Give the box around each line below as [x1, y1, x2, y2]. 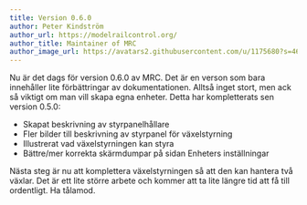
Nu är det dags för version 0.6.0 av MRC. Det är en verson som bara [9, 72, 266, 83]
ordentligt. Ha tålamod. [9, 185, 96, 196]
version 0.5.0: [9, 101, 61, 112]
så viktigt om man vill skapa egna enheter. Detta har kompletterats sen [9, 92, 274, 103]
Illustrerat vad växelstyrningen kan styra [22, 138, 175, 149]
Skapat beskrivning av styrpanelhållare [22, 119, 170, 130]
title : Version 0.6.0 [9, 13, 92, 23]
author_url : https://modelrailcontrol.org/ [9, 30, 178, 39]
